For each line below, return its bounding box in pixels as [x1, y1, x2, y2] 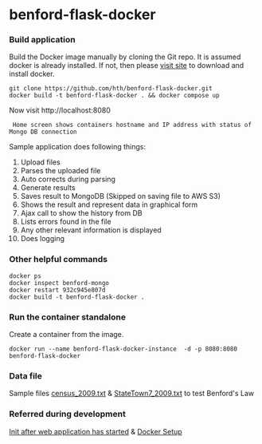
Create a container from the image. [9, 330, 124, 339]
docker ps [9, 272, 42, 280]
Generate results [20, 183, 76, 192]
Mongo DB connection [9, 128, 78, 137]
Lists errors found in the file [20, 217, 111, 227]
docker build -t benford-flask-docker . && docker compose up [9, 92, 220, 100]
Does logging [20, 234, 65, 244]
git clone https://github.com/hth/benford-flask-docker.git [9, 85, 213, 93]
